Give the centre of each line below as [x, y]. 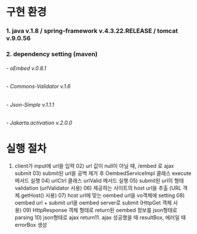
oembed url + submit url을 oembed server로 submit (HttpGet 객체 [93, 203]
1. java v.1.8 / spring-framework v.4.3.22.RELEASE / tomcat [92, 31]
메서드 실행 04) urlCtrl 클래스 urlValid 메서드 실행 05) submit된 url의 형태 [99, 181]
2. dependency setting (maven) [52, 54]
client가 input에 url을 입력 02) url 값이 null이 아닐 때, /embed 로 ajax [94, 166]
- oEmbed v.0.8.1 [26, 68]
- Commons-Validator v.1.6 [39, 87]
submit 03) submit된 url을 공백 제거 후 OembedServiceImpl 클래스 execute [103, 173]
